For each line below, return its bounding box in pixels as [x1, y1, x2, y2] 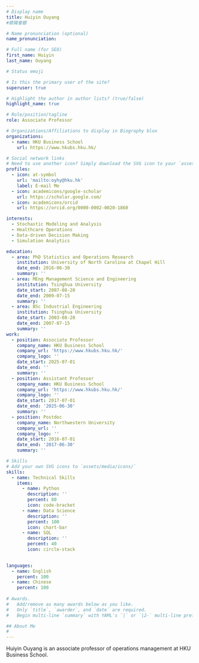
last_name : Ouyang [6, 58, 52, 64]
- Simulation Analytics [11, 238, 70, 244]
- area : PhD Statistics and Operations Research [11, 254, 134, 260]
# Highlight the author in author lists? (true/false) [6, 96, 145, 102]
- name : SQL [21, 530, 52, 536]
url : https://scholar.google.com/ [17, 194, 102, 200]
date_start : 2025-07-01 [17, 359, 76, 365]
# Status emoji [6, 68, 44, 74]
